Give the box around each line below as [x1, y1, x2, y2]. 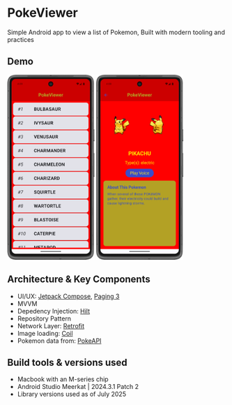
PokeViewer [7, 5, 78, 21]
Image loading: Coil [17, 329, 73, 337]
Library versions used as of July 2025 [17, 390, 127, 399]
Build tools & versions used [7, 356, 127, 368]
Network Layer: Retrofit [17, 321, 85, 330]
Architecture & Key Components [7, 274, 151, 286]
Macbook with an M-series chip [17, 375, 109, 383]
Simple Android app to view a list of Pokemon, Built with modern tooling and [7, 28, 225, 36]
